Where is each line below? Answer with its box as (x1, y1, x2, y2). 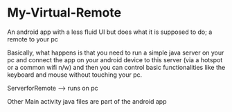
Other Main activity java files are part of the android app (7, 97, 167, 105)
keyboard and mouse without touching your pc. (7, 71, 143, 79)
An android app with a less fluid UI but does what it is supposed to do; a (7, 28, 213, 36)
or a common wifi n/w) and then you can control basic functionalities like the (7, 63, 226, 71)
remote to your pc (7, 35, 59, 43)
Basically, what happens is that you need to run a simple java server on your (7, 48, 224, 57)
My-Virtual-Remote (7, 5, 122, 21)
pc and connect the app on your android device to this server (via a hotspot (7, 55, 223, 64)
